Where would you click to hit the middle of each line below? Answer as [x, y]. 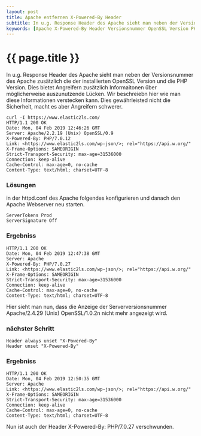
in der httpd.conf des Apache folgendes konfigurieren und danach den [93, 198]
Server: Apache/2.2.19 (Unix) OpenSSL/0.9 [60, 133]
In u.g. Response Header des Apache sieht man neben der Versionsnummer [100, 75]
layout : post [22, 12]
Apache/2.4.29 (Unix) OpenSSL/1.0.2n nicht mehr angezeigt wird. [87, 313]
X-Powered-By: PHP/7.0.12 [38, 139]
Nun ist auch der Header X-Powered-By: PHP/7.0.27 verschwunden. [90, 427]
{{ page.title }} [43, 58]
